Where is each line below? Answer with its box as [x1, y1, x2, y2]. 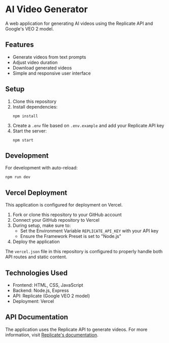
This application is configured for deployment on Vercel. [5, 202, 123, 208]
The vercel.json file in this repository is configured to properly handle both [5, 249, 163, 255]
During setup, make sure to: [12, 222, 71, 229]
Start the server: [12, 128, 47, 134]
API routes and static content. [5, 254, 67, 260]
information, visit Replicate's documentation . [5, 331, 98, 338]
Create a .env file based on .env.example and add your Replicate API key [12, 122, 164, 128]
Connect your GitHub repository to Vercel [12, 217, 100, 223]
